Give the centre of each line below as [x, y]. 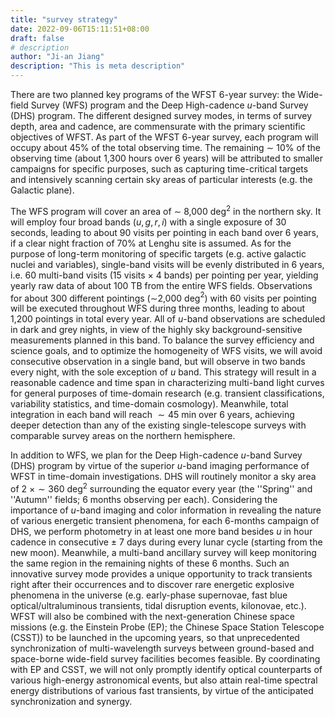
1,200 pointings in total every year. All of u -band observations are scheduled [168, 319]
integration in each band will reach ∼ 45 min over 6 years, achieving [152, 415]
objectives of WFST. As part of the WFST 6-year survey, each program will [164, 137]
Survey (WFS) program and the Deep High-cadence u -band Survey [169, 105]
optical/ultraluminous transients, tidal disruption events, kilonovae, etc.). [158, 605]
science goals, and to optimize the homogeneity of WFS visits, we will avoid [166, 351]
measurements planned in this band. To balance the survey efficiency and [162, 340]
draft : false [37, 38]
